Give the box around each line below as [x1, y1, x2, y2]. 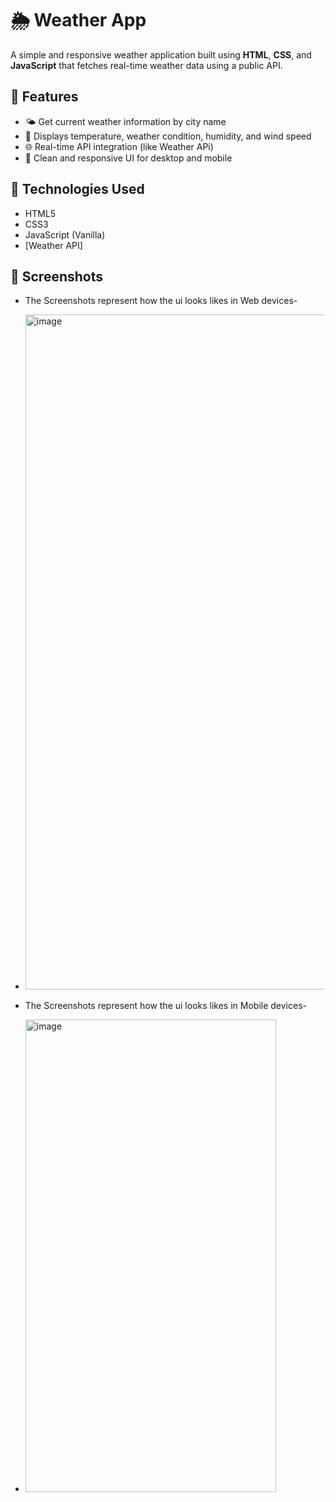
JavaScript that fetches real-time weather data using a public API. [10, 59, 283, 71]
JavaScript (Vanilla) [24, 228, 106, 241]
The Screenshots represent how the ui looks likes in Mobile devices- [24, 1000, 307, 1012]
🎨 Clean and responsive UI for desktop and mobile [24, 152, 233, 164]
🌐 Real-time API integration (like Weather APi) [24, 140, 214, 152]
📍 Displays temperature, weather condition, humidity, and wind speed [24, 130, 312, 142]
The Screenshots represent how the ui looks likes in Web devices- [24, 295, 298, 307]
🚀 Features [10, 88, 79, 106]
